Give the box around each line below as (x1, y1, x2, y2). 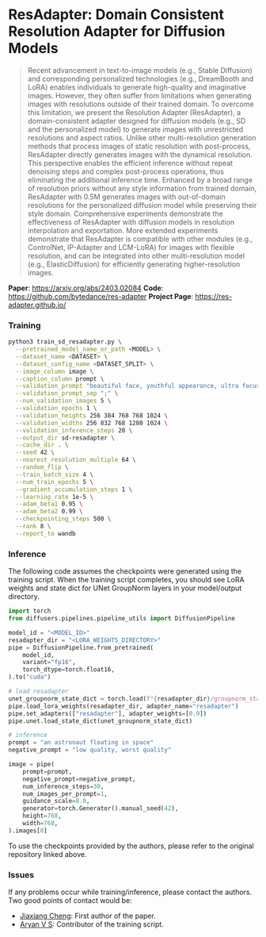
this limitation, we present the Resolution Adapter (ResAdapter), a (27, 107, 241, 117)
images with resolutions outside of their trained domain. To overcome (27, 99, 255, 109)
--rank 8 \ (15, 522, 51, 531)
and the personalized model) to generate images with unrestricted (27, 125, 244, 134)
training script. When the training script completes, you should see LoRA (8, 575, 245, 585)
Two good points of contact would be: (8, 896, 132, 905)
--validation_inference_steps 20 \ (15, 426, 133, 434)
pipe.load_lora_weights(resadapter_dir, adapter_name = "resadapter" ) (8, 702, 239, 710)
